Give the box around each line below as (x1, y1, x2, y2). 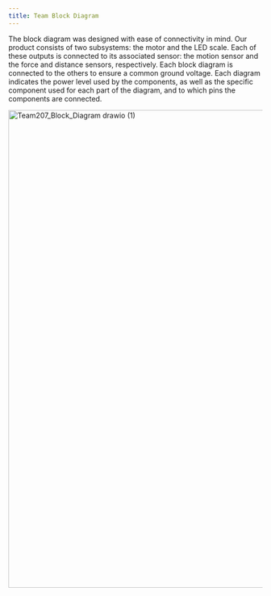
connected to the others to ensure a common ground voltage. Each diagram (8, 68, 261, 77)
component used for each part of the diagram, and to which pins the (8, 85, 236, 95)
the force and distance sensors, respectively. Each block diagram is (8, 60, 234, 69)
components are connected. (8, 93, 102, 103)
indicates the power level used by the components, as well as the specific (8, 77, 254, 86)
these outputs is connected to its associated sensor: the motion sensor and (8, 51, 259, 60)
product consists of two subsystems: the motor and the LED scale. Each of (8, 42, 256, 52)
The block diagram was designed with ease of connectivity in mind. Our (8, 34, 248, 43)
